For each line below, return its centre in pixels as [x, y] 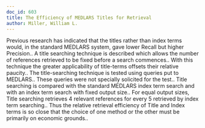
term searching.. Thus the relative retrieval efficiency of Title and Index [96, 105]
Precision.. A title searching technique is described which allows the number [102, 54]
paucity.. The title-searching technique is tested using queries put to [93, 73]
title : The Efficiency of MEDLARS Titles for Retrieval [79, 18]
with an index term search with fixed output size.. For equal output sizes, [98, 93]
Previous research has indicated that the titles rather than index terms [94, 41]
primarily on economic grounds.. [47, 118]
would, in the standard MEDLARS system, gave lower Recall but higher [95, 47]
